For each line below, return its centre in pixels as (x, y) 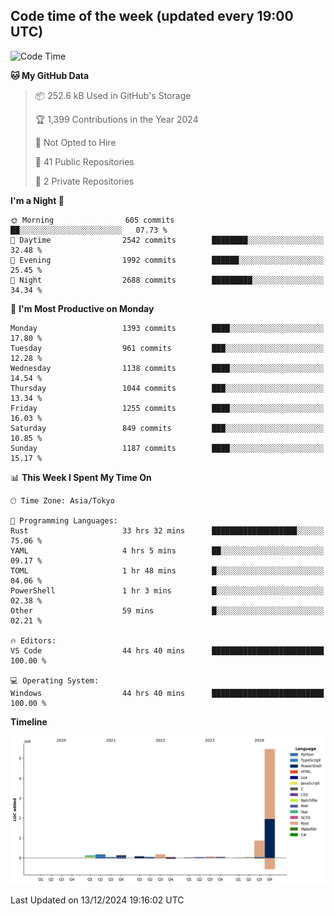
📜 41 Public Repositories (84, 161)
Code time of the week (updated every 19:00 (152, 16)
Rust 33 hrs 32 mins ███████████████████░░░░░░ (167, 530)
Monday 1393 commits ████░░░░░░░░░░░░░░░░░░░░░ (167, 328)
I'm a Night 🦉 (37, 200)
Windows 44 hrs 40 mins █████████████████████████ (167, 693)
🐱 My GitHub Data (50, 75)
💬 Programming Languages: (64, 520)
